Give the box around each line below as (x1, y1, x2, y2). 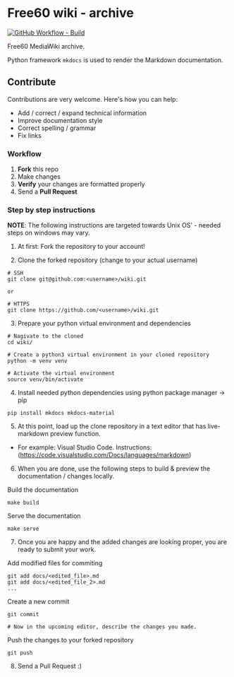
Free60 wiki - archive (7, 5, 134, 21)
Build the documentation (7, 485, 79, 494)
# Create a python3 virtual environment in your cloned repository (7, 351, 210, 358)
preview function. (50, 430, 101, 438)
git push (7, 649, 33, 657)
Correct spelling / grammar (17, 124, 97, 132)
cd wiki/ (7, 339, 33, 346)
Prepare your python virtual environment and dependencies (17, 319, 192, 328)
